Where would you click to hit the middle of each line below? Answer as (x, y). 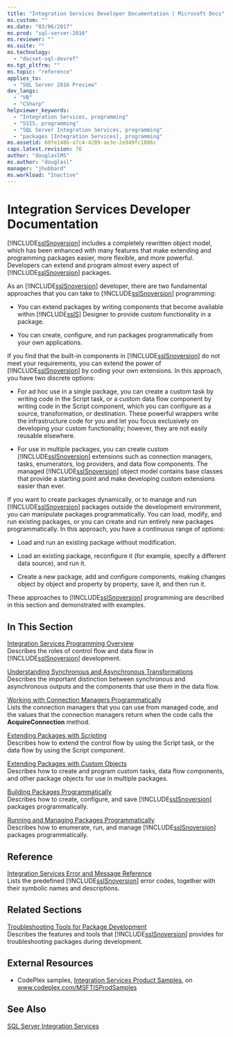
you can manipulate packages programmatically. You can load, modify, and (114, 514)
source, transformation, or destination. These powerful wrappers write (118, 414)
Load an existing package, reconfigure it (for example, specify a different (121, 556)
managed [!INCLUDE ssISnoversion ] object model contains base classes (120, 471)
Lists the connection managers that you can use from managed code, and (113, 707)
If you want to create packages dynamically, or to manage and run (102, 500)
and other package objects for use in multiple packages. (88, 779)
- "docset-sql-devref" (46, 59)
